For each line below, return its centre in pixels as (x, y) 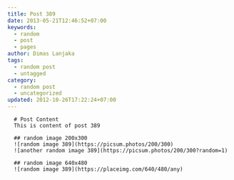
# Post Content (36, 120)
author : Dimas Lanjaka (41, 54)
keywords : (22, 27)
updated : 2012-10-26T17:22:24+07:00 (62, 100)
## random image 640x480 (51, 163)
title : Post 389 (31, 14)
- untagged (30, 73)
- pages (25, 47)
